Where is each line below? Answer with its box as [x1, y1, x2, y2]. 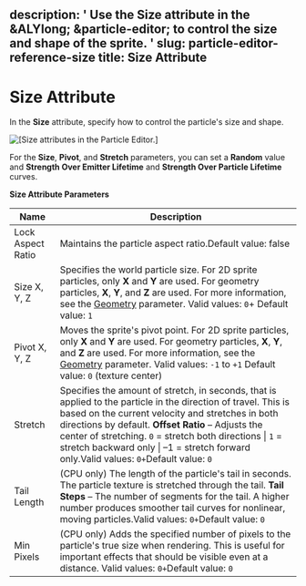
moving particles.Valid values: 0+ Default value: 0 [59, 513, 266, 526]
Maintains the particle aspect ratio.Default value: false [59, 237, 291, 250]
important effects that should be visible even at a [59, 550, 269, 563]
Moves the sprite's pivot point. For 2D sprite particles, [59, 324, 290, 336]
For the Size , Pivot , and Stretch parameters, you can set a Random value [9, 152, 285, 163]
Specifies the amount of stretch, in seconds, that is [59, 385, 277, 397]
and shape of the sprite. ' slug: [9, 36, 187, 51]
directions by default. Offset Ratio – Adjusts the [59, 418, 263, 431]
